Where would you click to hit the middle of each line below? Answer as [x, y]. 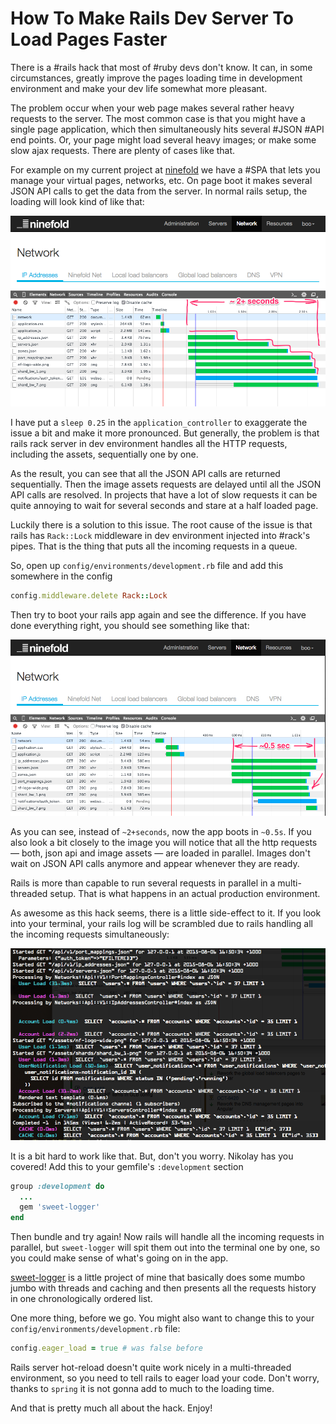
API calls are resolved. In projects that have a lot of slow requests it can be [164, 494]
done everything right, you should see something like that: [130, 625]
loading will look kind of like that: [77, 201]
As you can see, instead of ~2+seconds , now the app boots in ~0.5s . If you [161, 832]
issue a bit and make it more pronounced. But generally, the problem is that [165, 433]
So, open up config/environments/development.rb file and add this [147, 565]
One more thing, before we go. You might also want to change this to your [162, 1318]
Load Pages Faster [89, 39]
